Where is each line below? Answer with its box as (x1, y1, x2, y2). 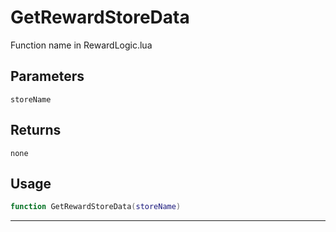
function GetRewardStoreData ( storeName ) (10, 202, 182, 212)
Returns (10, 122, 62, 139)
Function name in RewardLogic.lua (10, 39, 153, 51)
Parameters (10, 68, 85, 85)
